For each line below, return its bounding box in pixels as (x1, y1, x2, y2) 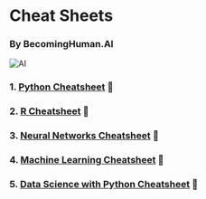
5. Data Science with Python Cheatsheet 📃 (9, 178, 199, 191)
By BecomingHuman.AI (9, 38, 114, 51)
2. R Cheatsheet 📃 (9, 105, 89, 118)
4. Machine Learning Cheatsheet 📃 (9, 154, 164, 166)
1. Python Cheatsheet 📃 (9, 81, 114, 93)
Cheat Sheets (9, 5, 114, 26)
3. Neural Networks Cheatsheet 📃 (9, 129, 160, 142)
